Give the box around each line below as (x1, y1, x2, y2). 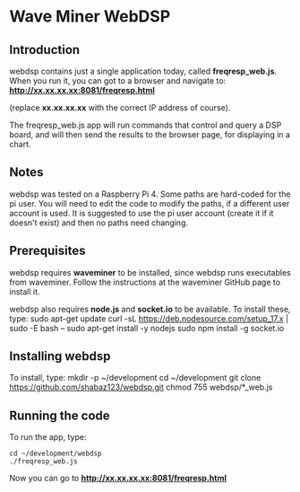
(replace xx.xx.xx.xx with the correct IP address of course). (9, 102, 231, 113)
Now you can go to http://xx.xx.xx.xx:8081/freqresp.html (9, 473, 227, 484)
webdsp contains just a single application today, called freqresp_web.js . (9, 66, 278, 76)
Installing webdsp (9, 348, 111, 365)
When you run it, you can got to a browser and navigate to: (9, 75, 227, 86)
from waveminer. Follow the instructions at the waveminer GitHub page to (9, 277, 280, 287)
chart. (9, 139, 31, 149)
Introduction (9, 42, 81, 57)
